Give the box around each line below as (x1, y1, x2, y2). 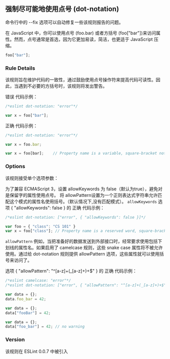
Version (5, 336, 25, 343)
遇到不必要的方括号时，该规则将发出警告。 (18, 83, 107, 89)
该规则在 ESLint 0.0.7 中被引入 (5, 348, 68, 354)
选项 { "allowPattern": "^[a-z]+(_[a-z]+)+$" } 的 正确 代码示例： (5, 268, 138, 274)
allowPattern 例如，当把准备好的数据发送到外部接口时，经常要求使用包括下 (5, 238, 162, 244)
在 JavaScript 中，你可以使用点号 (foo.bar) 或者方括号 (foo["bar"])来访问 (5, 30, 156, 36)
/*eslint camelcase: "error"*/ (5, 278, 71, 283)
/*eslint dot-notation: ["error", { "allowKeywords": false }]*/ (5, 215, 146, 220)
